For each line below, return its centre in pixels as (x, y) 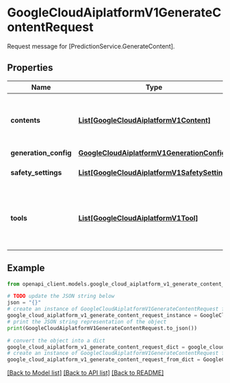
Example (26, 268)
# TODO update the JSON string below (61, 297)
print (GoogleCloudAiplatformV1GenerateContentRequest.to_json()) (102, 328)
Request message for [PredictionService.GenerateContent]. (91, 46)
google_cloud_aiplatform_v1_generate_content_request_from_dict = (104, 360)
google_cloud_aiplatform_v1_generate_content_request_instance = (102, 316)
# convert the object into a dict (56, 340)
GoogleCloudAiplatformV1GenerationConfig (152, 152)
